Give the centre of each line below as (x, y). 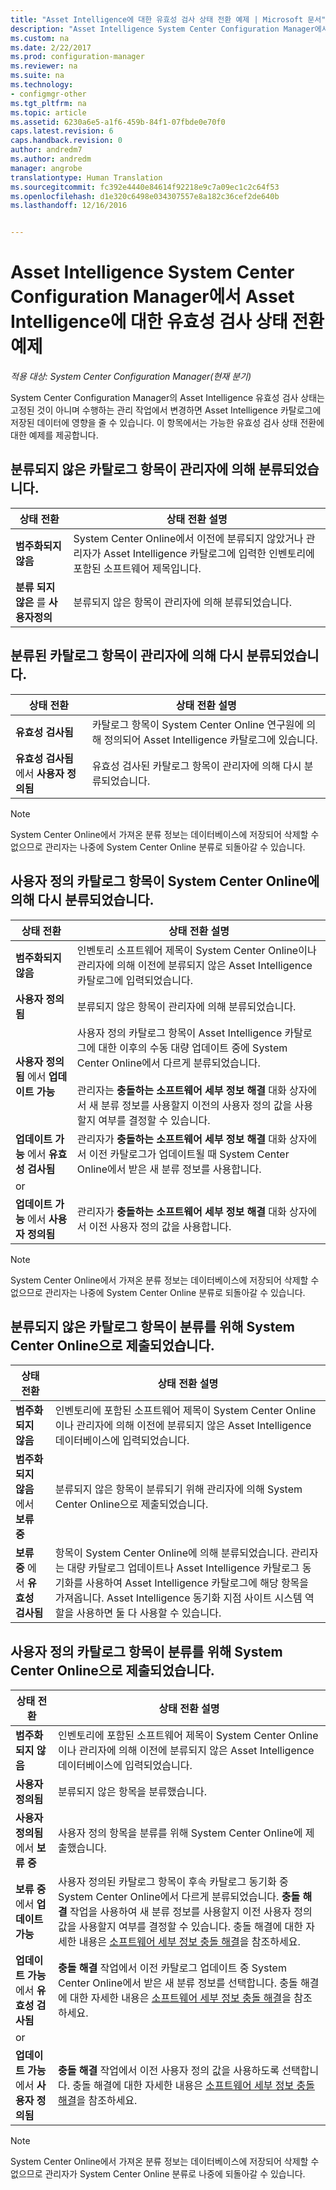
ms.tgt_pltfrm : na (48, 103)
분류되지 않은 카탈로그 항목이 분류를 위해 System (152, 1326)
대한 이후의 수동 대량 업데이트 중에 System (193, 1048)
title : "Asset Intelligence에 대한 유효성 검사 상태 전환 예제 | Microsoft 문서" (168, 19)
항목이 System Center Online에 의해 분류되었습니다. (171, 1553)
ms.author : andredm (51, 159)
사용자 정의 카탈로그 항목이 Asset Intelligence (179, 1033)
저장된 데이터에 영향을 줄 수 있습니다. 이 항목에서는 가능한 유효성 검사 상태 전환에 (167, 423)
